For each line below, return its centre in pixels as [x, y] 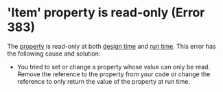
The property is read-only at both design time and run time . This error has [111, 46]
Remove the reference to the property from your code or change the [114, 74]
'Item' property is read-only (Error [106, 13]
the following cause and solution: [54, 54]
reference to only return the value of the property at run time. [104, 81]
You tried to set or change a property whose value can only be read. [114, 67]
